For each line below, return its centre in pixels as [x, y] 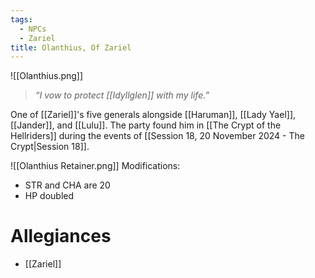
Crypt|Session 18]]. [50, 147]
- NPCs [33, 29]
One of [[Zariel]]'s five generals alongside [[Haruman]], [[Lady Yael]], [153, 115]
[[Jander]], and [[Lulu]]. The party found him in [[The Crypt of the [146, 125]
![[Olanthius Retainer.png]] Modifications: [95, 166]
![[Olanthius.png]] [47, 76]
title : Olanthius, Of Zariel [71, 47]
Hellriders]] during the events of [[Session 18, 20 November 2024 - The [157, 136]
